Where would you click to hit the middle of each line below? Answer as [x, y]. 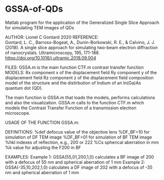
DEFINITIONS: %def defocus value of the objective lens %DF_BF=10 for [78, 132]
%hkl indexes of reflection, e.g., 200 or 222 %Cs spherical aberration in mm [82, 142]
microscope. [18, 113]
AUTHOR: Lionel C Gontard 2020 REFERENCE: [52, 37]
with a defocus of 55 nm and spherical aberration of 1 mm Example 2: [75, 162]
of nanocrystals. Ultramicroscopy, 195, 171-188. [53, 53]
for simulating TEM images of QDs [40, 27]
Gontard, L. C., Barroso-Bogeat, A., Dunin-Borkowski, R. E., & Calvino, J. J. [80, 42]
